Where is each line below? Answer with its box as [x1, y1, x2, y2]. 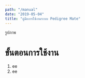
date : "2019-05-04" [5, 12, 44, 17]
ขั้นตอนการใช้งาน [5, 47, 59, 58]
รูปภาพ [5, 30, 16, 36]
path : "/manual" [5, 7, 38, 12]
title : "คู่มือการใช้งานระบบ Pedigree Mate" [5, 16, 81, 21]
